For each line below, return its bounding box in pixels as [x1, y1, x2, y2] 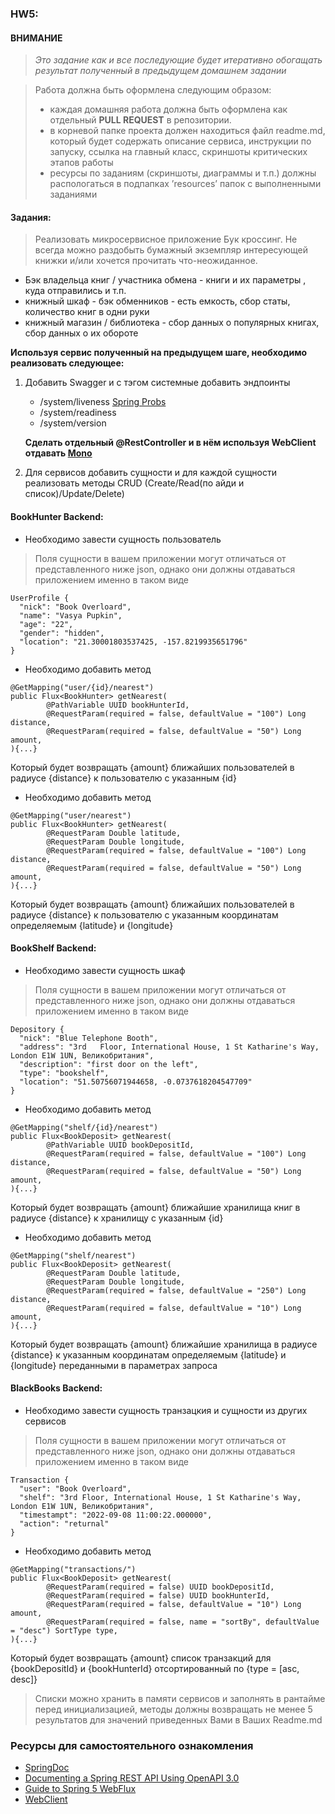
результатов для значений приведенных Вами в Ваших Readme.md [34, 1713, 323, 1726]
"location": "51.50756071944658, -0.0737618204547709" [19, 1077, 253, 1087]
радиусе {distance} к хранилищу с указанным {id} [10, 1212, 224, 1224]
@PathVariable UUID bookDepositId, [46, 1140, 195, 1150]
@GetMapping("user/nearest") [10, 810, 132, 821]
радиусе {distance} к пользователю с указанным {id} [10, 772, 237, 784]
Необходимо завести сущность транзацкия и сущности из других [24, 1404, 308, 1416]
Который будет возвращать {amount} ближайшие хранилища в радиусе [10, 1338, 318, 1350]
